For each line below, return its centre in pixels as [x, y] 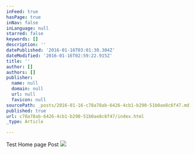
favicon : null [29, 100]
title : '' [18, 61]
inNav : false [22, 23]
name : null [25, 84]
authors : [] [21, 72]
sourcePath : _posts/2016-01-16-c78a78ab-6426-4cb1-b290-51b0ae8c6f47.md [98, 105]
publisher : [20, 78]
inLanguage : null [28, 28]
